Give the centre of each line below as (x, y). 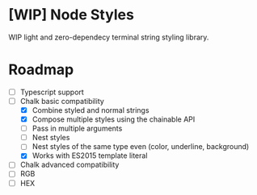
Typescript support (52, 92)
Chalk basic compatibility (62, 101)
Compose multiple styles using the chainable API (114, 119)
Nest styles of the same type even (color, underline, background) (141, 147)
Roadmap (41, 70)
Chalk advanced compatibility (70, 165)
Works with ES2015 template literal (90, 156)
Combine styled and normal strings (91, 110)
